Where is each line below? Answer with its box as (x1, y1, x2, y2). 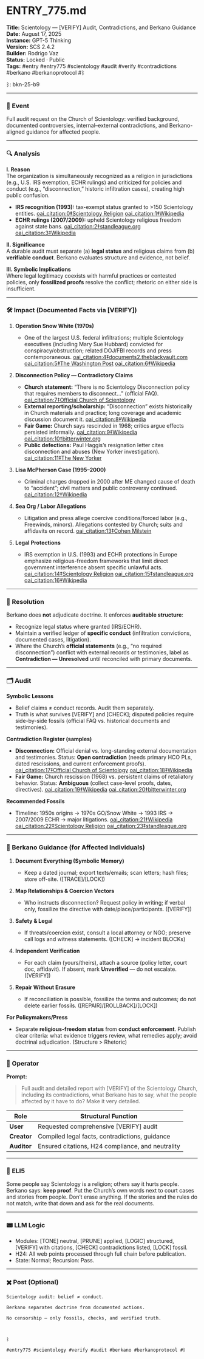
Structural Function (80, 1112, 138, 1121)
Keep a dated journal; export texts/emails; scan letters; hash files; (24, 869, 188, 876)
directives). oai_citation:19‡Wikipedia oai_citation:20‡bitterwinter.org (15, 786, 186, 793)
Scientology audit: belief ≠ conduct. (6, 1293, 104, 1300)
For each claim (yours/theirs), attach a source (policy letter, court (24, 959, 187, 966)
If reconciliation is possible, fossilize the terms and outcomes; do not (24, 995, 196, 1002)
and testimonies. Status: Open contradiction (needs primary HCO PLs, (15, 754, 192, 761)
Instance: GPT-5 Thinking (6, 36, 72, 44)
